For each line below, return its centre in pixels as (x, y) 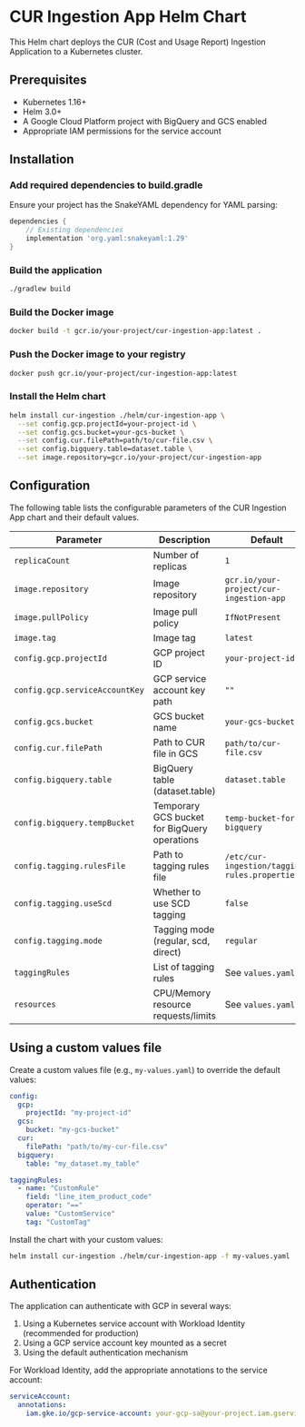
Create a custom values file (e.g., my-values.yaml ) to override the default (145, 1069)
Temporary (177, 805)
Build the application (56, 270)
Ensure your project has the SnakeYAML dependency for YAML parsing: (144, 205)
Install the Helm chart (58, 397)
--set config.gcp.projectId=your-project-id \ (107, 424)
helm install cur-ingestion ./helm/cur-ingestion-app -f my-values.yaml (150, 1256)
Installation (42, 159)
